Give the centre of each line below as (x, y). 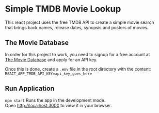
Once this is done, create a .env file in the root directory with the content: (78, 69)
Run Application (30, 89)
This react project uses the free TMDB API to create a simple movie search (79, 22)
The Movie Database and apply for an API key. (51, 60)
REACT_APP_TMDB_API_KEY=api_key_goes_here (48, 74)
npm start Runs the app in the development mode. (55, 100)
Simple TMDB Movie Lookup (63, 9)
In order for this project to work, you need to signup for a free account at (78, 54)
